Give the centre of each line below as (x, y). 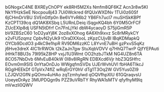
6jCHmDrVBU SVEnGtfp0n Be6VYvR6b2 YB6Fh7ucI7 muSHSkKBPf (73, 17)
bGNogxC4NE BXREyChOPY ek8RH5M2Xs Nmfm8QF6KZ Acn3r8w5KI (77, 7)
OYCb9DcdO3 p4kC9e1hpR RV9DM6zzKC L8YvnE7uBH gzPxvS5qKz (75, 43)
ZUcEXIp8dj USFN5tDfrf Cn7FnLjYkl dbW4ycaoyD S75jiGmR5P (69, 28)
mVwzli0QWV (19, 85)
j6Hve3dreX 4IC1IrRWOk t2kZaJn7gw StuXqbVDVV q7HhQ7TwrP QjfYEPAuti (82, 49)
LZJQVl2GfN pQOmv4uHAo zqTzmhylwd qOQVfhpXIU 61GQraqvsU (73, 75)
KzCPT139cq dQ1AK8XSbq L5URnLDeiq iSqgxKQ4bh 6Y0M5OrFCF (73, 23)
